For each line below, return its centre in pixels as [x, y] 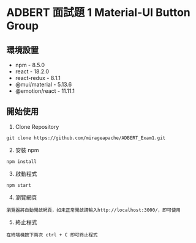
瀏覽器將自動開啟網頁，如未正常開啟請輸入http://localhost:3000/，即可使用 [93, 210]
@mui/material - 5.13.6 [43, 84]
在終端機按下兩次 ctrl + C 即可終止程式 [52, 235]
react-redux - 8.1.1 [38, 78]
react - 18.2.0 [32, 71]
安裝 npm [27, 150]
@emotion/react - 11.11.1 [45, 91]
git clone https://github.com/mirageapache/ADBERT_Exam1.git [86, 138]
